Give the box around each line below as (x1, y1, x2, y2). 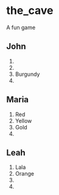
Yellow (15, 117, 32, 125)
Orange (15, 170, 35, 177)
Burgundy (15, 70, 40, 78)
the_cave (6, 4, 54, 18)
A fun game (6, 24, 36, 31)
